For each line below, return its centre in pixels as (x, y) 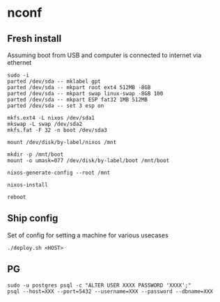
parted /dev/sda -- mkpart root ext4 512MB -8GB (79, 88)
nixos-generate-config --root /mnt (59, 173)
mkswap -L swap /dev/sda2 (45, 124)
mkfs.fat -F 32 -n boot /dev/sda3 (57, 130)
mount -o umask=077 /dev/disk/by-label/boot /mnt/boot (88, 161)
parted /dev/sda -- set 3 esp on (56, 106)
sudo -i (18, 75)
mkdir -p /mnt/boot (36, 154)
